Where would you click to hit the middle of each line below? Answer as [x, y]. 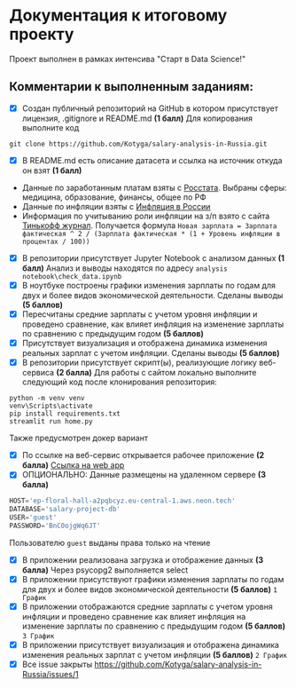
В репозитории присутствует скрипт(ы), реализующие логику [139, 363]
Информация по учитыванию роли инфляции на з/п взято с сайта [146, 216]
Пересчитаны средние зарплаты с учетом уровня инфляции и [140, 314]
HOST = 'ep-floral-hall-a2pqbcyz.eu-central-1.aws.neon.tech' [123, 501]
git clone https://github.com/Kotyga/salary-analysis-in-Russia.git [138, 144]
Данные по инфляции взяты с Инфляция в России [116, 206]
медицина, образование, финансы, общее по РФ [114, 197]
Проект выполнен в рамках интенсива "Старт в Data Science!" [128, 59]
